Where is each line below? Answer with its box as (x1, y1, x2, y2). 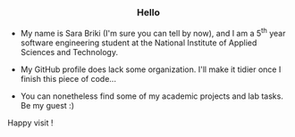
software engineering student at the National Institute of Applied (20, 37, 257, 48)
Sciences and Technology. (20, 46, 119, 57)
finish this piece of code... (20, 73, 117, 84)
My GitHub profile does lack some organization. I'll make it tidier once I (20, 64, 282, 75)
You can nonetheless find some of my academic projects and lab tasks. (20, 91, 284, 101)
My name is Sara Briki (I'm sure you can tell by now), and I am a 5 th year (20, 27, 286, 38)
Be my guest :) (20, 100, 74, 110)
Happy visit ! (7, 117, 54, 128)
